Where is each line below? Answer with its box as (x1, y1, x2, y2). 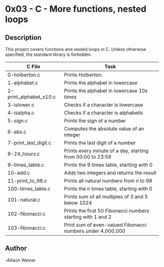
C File (26, 63, 41, 70)
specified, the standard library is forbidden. (5, 51, 92, 57)
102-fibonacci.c (7, 211, 46, 217)
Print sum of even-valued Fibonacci (64, 221, 147, 228)
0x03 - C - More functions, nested (5, 3, 146, 15)
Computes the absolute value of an (64, 125, 144, 132)
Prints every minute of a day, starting (64, 147, 149, 154)
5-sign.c (7, 118, 28, 124)
